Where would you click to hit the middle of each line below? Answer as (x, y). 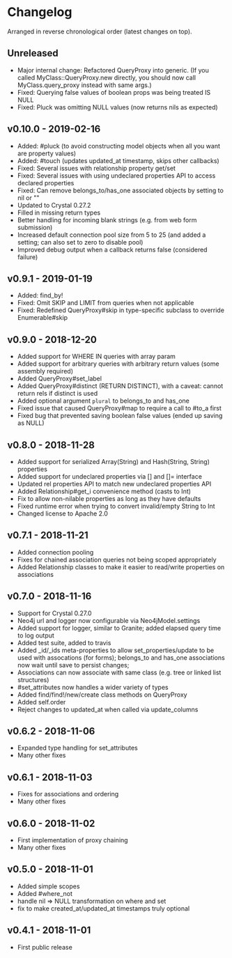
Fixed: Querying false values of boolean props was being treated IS (114, 92)
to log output (36, 635)
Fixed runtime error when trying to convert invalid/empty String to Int (116, 506)
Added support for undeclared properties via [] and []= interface (109, 477)
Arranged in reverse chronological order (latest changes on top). (100, 31)
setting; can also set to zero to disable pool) (80, 242)
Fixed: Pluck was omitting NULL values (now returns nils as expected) (117, 107)
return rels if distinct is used (57, 394)
